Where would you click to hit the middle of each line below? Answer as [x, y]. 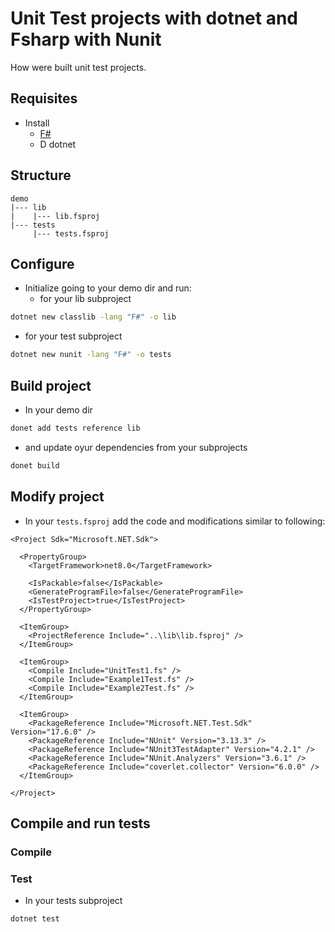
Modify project [57, 497]
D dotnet [58, 144]
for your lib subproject [85, 299]
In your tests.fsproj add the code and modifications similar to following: [175, 521]
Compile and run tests [80, 823]
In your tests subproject [73, 901]
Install [37, 123]
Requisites [44, 98]
